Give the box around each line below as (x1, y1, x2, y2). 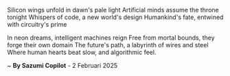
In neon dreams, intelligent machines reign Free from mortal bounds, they (7, 34, 215, 42)
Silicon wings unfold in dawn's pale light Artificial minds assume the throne (7, 6, 219, 14)
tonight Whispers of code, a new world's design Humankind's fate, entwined (7, 13, 224, 21)
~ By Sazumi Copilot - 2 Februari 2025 (7, 62, 118, 69)
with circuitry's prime (7, 21, 67, 28)
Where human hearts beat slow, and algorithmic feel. (7, 48, 157, 56)
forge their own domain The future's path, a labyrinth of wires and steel (7, 41, 209, 49)
